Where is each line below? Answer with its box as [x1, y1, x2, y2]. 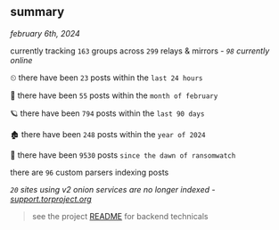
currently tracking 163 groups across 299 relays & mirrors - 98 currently [10, 45, 270, 56]
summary [10, 4, 65, 20]
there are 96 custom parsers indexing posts [10, 167, 169, 177]
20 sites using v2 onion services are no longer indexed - [10, 184, 216, 194]
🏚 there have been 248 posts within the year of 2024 [10, 128, 206, 139]
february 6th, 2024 [10, 28, 81, 38]
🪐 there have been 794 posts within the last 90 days [10, 108, 205, 119]
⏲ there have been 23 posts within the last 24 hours [10, 72, 203, 83]
